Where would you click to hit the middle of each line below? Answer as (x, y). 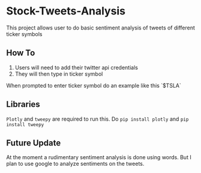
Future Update (34, 143)
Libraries (23, 104)
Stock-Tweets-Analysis (66, 11)
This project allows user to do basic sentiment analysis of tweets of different (100, 28)
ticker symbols (24, 34)
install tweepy (25, 124)
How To (21, 53)
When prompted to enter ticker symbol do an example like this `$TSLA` (94, 85)
